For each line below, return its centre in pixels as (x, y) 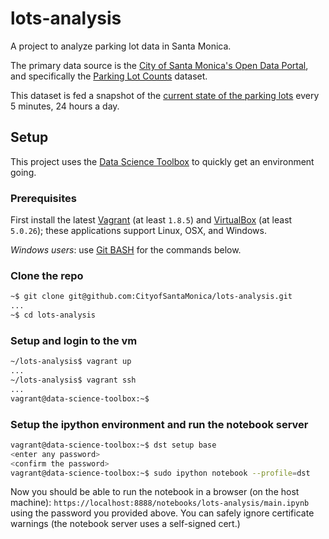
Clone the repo (47, 275)
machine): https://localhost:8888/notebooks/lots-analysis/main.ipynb (160, 503)
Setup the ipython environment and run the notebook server (159, 424)
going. (23, 172)
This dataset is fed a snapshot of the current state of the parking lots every (165, 95)
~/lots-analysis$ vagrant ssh (73, 380)
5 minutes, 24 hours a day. (65, 106)
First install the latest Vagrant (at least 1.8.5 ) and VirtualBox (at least (151, 220)
